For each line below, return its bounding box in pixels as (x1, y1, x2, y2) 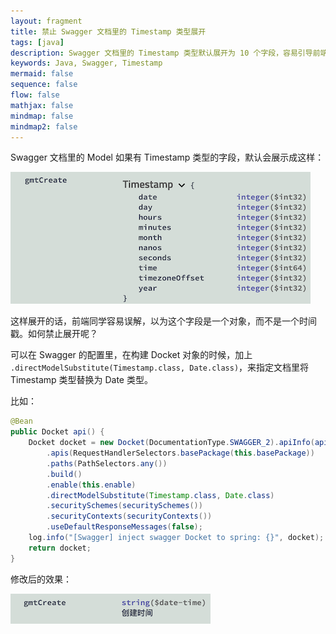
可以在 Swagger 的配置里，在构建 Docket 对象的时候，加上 (10, 349, 253, 361)
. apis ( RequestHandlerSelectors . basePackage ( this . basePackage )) (46, 448, 315, 458)
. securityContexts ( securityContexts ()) (46, 511, 213, 522)
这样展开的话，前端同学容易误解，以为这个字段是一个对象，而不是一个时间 (10, 315, 317, 327)
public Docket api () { (10, 427, 105, 437)
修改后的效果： (10, 573, 72, 585)
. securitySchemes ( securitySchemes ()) (46, 501, 203, 511)
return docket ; (28, 543, 92, 553)
